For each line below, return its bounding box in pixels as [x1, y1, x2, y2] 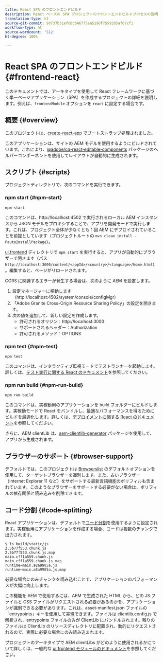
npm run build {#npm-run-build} [5, 381, 83, 388]
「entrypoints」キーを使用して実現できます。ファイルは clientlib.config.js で [5, 611, 157, 617]
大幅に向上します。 [13, 582, 52, 588]
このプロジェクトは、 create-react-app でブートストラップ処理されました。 [5, 130, 156, 136]
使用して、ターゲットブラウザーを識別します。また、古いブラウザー [5, 472, 141, 478]
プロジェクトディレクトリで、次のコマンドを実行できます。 [5, 182, 124, 188]
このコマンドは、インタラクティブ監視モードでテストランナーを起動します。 [5, 363, 158, 369]
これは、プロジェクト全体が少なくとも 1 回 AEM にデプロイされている [13, 227, 152, 233]
